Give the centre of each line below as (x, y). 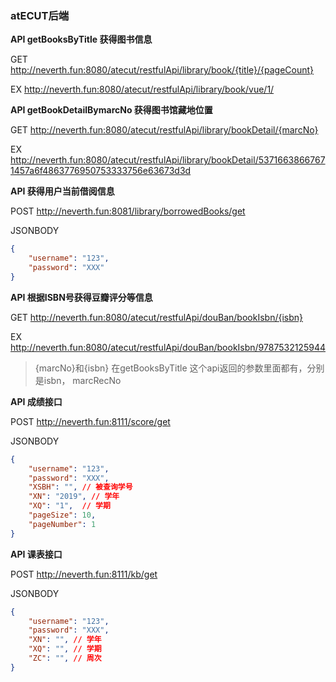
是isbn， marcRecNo (78, 380)
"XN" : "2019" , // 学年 (74, 497)
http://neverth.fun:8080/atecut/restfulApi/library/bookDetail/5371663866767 (168, 160)
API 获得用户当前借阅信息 (62, 191)
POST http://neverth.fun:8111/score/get (90, 421)
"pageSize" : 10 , (62, 515)
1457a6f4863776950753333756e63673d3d (101, 171)
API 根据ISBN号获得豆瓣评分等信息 (81, 297)
